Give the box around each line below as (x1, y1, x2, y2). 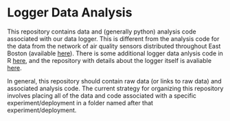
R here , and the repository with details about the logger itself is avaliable (7, 56, 211, 64)
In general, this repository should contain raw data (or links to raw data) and (7, 77, 222, 85)
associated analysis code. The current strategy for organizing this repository (7, 84, 224, 92)
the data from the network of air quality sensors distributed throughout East (7, 42, 221, 50)
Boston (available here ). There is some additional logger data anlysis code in (7, 49, 223, 57)
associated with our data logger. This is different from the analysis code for (7, 34, 220, 42)
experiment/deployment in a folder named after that (7, 98, 153, 107)
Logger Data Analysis (7, 5, 133, 21)
